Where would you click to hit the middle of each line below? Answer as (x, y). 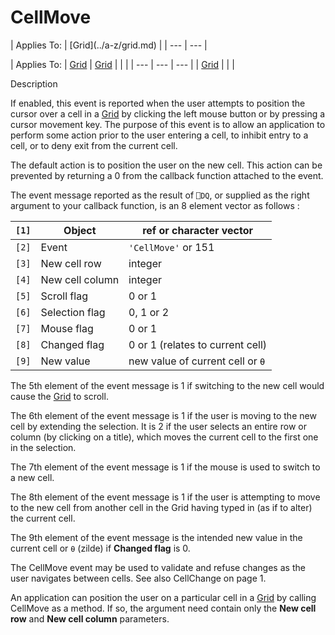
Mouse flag (67, 328)
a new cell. (32, 477)
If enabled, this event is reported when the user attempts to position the (158, 103)
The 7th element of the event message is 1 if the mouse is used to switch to (165, 467)
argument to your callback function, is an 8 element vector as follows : (155, 205)
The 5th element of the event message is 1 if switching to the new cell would (167, 385)
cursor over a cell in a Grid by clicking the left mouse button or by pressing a (168, 113)
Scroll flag (64, 296)
